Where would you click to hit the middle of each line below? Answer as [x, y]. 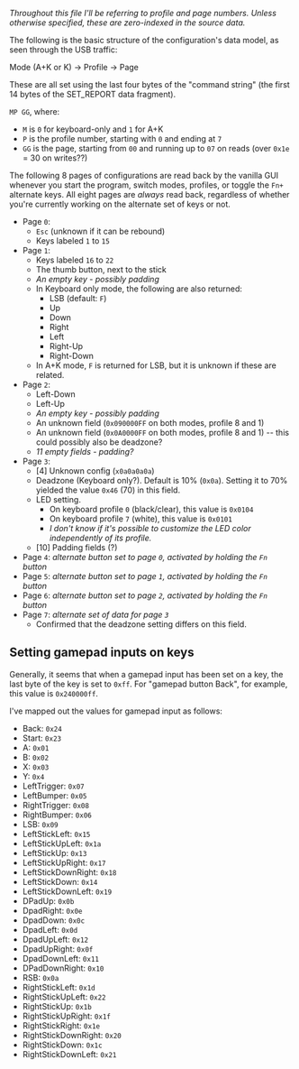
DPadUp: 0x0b [48, 900]
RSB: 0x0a [41, 977]
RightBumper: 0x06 [57, 815]
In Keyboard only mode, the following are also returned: [139, 289]
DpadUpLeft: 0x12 [55, 939]
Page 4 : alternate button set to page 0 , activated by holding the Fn [145, 557]
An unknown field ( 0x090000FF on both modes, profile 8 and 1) [150, 423]
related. [50, 375]
